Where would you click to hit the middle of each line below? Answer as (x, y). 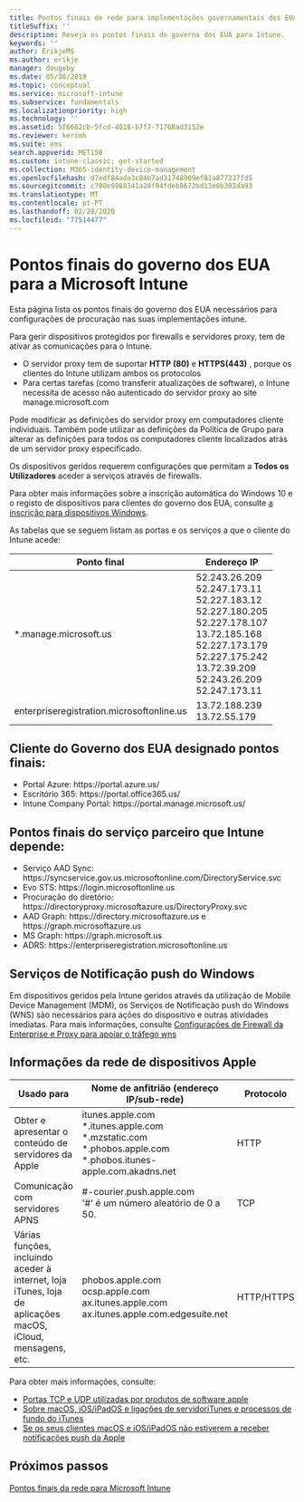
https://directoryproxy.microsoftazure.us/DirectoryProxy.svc (135, 907)
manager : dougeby (42, 69)
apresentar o (41, 1131)
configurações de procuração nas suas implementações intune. (128, 319)
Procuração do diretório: (68, 897)
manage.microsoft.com (66, 402)
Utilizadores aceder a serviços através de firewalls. (105, 476)
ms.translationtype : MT (54, 195)
